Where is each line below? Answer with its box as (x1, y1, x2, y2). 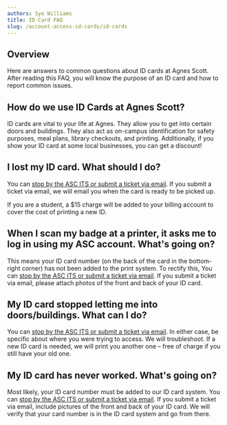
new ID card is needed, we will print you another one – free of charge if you (7, 342, 221, 351)
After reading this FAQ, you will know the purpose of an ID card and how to (7, 74, 219, 83)
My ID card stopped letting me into (7, 299, 158, 311)
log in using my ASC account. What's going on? (7, 238, 215, 250)
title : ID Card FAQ (7, 17, 63, 23)
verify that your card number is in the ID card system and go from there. (7, 410, 211, 418)
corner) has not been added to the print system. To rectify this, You (21, 264, 213, 272)
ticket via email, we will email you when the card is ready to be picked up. (7, 187, 215, 195)
